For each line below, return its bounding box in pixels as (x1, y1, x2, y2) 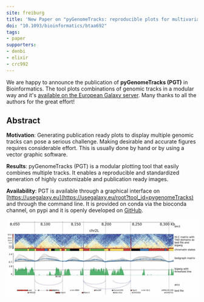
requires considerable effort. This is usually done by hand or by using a (6, 145, 185, 152)
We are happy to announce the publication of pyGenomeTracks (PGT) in (6, 78, 188, 86)
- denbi (6, 49, 26, 55)
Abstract (6, 115, 41, 126)
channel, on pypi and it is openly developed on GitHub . (6, 207, 144, 214)
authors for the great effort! (6, 98, 75, 105)
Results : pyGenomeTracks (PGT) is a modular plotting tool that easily (6, 163, 179, 170)
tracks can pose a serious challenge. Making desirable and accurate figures (6, 138, 196, 145)
